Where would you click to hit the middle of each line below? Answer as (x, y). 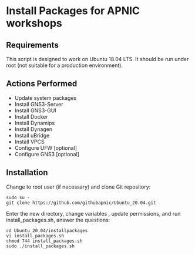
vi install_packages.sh (35, 236)
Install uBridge (32, 135)
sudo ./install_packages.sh (41, 246)
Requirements (32, 45)
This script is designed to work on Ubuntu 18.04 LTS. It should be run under (97, 59)
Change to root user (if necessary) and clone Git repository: (78, 187)
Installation (27, 172)
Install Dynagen (33, 129)
